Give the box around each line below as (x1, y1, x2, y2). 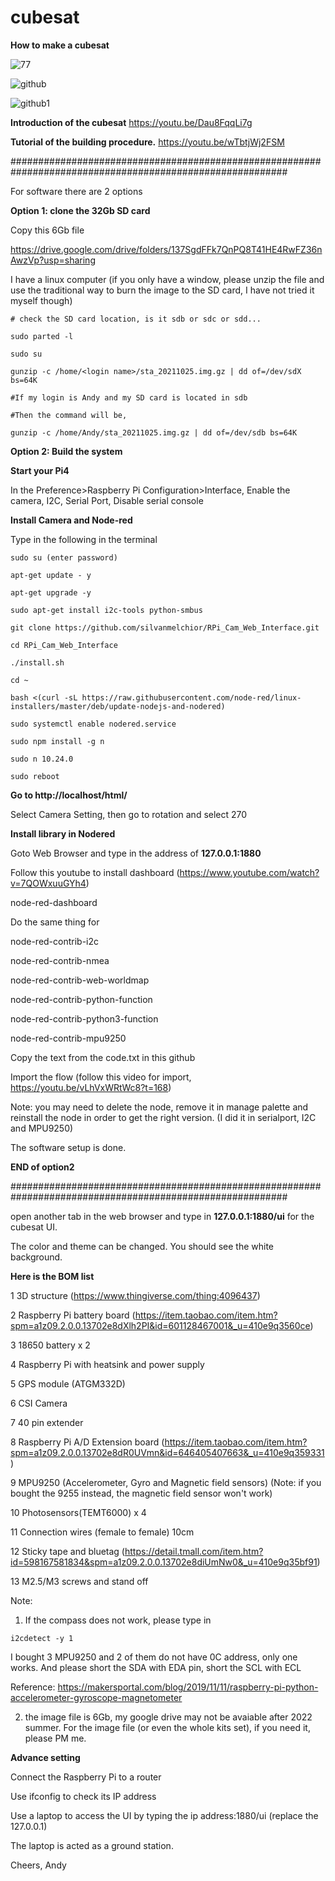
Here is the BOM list (10, 1270, 95, 1282)
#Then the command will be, (10, 410, 128, 420)
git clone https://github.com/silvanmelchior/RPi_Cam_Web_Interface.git (10, 622, 320, 633)
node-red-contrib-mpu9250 (10, 1032, 127, 1044)
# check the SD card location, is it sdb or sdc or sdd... (10, 314, 262, 324)
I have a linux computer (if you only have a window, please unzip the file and (10, 273, 325, 285)
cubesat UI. (10, 1221, 58, 1233)
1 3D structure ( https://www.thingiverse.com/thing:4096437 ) (10, 1289, 261, 1301)
